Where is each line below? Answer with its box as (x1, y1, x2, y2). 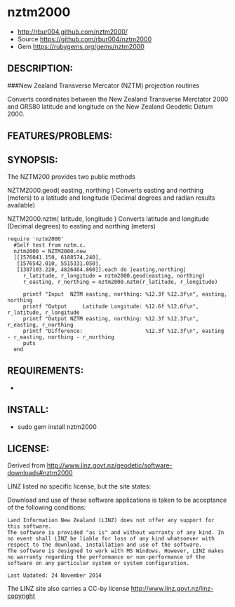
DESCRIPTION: (7, 62, 74, 74)
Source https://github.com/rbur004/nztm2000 (17, 34, 152, 43)
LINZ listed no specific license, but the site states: (7, 482, 152, 491)
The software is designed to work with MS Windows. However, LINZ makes (7, 547, 224, 554)
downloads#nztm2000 (7, 469, 73, 477)
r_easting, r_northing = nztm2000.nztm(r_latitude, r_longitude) (22, 278, 218, 285)
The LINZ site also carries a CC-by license (7, 585, 130, 593)
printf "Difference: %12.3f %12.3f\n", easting (22, 327, 224, 334)
